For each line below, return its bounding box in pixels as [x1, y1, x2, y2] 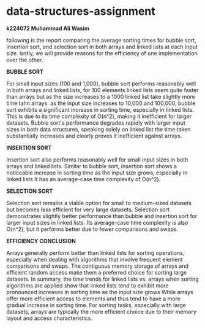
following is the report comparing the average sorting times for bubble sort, [6, 36, 197, 44]
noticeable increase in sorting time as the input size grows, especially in [6, 169, 188, 176]
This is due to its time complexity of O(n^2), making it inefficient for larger [6, 112, 192, 120]
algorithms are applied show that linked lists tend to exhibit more [6, 281, 170, 289]
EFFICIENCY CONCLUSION [6, 237, 76, 244]
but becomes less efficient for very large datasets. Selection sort [6, 206, 170, 213]
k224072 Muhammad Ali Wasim [6, 25, 90, 32]
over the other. [6, 56, 43, 63]
